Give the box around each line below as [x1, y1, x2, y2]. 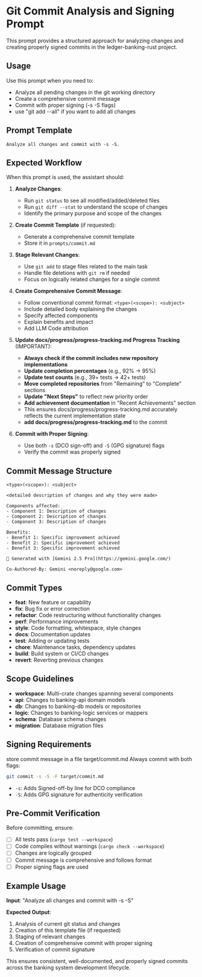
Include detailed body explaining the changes [24, 306, 137, 313]
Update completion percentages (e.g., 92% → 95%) [24, 367, 156, 375]
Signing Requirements [6, 739, 92, 750]
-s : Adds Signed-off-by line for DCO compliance [14, 784, 136, 791]
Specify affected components [24, 312, 98, 319]
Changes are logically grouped [14, 849, 92, 857]
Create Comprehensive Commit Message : [14, 288, 122, 295]
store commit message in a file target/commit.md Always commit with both [6, 755, 192, 762]
